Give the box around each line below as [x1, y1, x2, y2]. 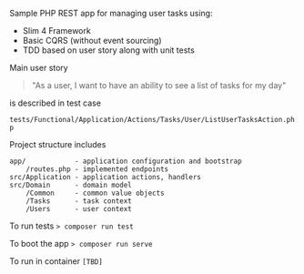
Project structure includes [9, 139, 106, 149]
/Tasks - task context [25, 197, 132, 206]
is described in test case [9, 97, 102, 108]
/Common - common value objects [25, 188, 166, 198]
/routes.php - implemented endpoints [25, 165, 169, 174]
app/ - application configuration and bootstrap [9, 157, 243, 166]
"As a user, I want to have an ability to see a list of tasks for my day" [31, 80, 287, 90]
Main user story [9, 63, 68, 73]
